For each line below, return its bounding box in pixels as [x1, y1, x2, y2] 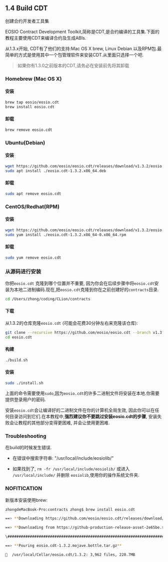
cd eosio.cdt [5, 334, 32, 340]
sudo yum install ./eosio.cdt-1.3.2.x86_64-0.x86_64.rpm [5, 232, 126, 237]
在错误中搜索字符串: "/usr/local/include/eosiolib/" [12, 455, 114, 461]
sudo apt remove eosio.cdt [5, 191, 61, 196]
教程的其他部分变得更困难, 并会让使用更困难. [18, 420, 110, 426]
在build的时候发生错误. [5, 445, 52, 451]
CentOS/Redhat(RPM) [5, 203, 60, 210]
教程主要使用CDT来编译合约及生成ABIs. [5, 35, 86, 41]
